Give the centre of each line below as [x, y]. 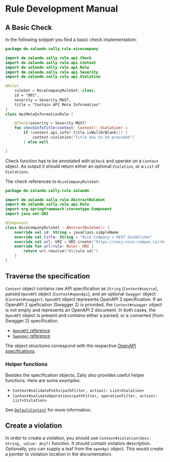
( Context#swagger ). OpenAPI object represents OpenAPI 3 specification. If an [84, 299]
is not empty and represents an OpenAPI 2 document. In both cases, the [80, 310]
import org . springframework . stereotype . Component [59, 209]
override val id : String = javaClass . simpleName [67, 232]
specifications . [21, 351]
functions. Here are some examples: [43, 380]
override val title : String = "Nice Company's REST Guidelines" [83, 237]
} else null [36, 142]
